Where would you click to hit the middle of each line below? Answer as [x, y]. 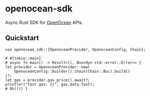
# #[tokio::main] [23, 58]
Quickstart [22, 38]
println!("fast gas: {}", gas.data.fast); [50, 84]
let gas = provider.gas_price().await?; [48, 80]
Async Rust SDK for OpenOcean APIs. [44, 22]
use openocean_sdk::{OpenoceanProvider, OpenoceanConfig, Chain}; [75, 49]
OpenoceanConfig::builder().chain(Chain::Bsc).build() [72, 71]
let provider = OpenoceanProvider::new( [48, 67]
